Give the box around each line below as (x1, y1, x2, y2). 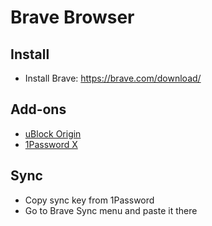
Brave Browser (10, 6, 135, 29)
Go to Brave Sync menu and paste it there (24, 204, 198, 216)
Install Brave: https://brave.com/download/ (24, 72, 202, 84)
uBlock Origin (24, 127, 82, 140)
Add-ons (10, 101, 67, 118)
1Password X (24, 138, 78, 150)
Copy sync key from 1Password (24, 194, 155, 206)
